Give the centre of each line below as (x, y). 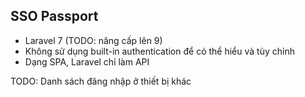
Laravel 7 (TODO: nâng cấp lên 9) (93, 40)
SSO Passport (54, 16)
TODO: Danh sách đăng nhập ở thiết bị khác (101, 81)
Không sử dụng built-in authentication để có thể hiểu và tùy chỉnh (159, 51)
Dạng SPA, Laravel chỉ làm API (87, 61)
